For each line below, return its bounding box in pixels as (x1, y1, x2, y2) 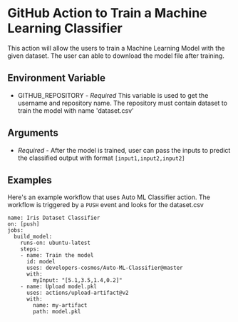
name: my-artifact (33, 302, 88, 309)
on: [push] (7, 221, 40, 228)
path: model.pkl (33, 308, 81, 316)
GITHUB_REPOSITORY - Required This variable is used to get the (17, 91, 209, 99)
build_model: (14, 233, 53, 241)
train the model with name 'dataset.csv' (17, 106, 134, 115)
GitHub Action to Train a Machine (7, 5, 208, 21)
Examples (7, 173, 52, 186)
